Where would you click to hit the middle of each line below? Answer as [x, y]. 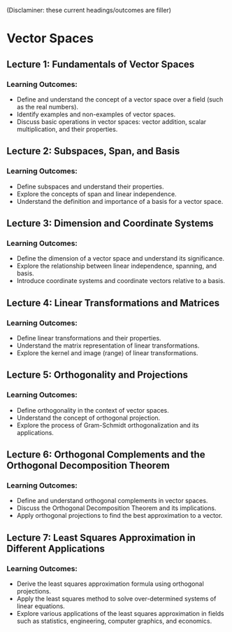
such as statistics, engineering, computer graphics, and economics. [114, 621]
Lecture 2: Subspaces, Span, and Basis [93, 151]
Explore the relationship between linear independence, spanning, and [117, 266]
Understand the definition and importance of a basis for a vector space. [120, 201]
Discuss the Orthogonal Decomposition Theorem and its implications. [116, 508]
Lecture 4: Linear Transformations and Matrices [113, 303]
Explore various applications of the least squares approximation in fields [120, 613]
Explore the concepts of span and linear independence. [96, 194]
